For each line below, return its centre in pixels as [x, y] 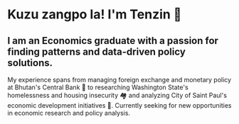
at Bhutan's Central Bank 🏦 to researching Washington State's [98, 87]
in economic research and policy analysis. [69, 113]
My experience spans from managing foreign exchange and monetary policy [119, 80]
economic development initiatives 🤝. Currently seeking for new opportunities [120, 105]
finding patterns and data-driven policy [97, 51]
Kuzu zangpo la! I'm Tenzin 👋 [95, 15]
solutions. [30, 63]
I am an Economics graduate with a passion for [113, 41]
